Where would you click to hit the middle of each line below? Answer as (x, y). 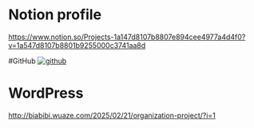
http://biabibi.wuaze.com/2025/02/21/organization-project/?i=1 (112, 115)
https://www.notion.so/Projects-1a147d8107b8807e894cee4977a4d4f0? (127, 37)
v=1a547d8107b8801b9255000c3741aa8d (77, 45)
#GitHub (22, 61)
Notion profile (55, 15)
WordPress (46, 93)
